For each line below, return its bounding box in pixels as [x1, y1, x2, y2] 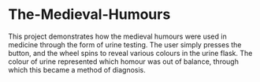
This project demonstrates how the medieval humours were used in [8, 32, 227, 41]
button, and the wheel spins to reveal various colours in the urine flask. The [8, 48, 253, 58]
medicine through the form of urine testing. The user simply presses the [8, 39, 242, 49]
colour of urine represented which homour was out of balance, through [8, 57, 239, 66]
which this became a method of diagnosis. [8, 65, 146, 74]
